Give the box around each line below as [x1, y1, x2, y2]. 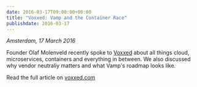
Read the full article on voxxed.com [6, 74, 96, 81]
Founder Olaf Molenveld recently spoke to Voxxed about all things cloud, [6, 49, 190, 56]
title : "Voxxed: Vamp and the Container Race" [6, 15, 127, 21]
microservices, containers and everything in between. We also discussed [6, 56, 191, 63]
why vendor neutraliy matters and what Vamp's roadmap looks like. [6, 62, 176, 69]
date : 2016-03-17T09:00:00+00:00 [6, 9, 92, 15]
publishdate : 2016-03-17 [6, 20, 70, 26]
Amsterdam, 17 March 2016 [6, 37, 76, 45]
